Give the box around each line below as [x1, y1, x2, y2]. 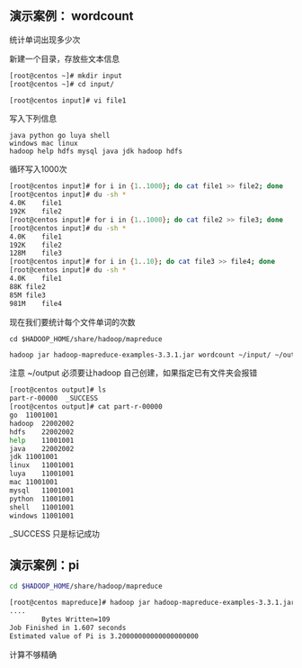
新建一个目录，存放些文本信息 [9, 53, 120, 64]
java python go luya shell [9, 131, 111, 140]
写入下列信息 [9, 113, 57, 124]
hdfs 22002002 [9, 427, 75, 437]
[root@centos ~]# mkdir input [9, 71, 123, 80]
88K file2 [9, 282, 47, 291]
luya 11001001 [9, 469, 75, 479]
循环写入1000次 [9, 164, 67, 175]
